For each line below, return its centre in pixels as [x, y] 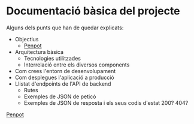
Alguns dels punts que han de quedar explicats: [65, 28]
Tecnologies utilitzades [52, 58]
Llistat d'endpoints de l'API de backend [63, 84]
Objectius [27, 39]
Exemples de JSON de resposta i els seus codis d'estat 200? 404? [106, 102]
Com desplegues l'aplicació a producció [65, 77]
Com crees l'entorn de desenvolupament [65, 71]
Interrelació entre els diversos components [77, 65]
